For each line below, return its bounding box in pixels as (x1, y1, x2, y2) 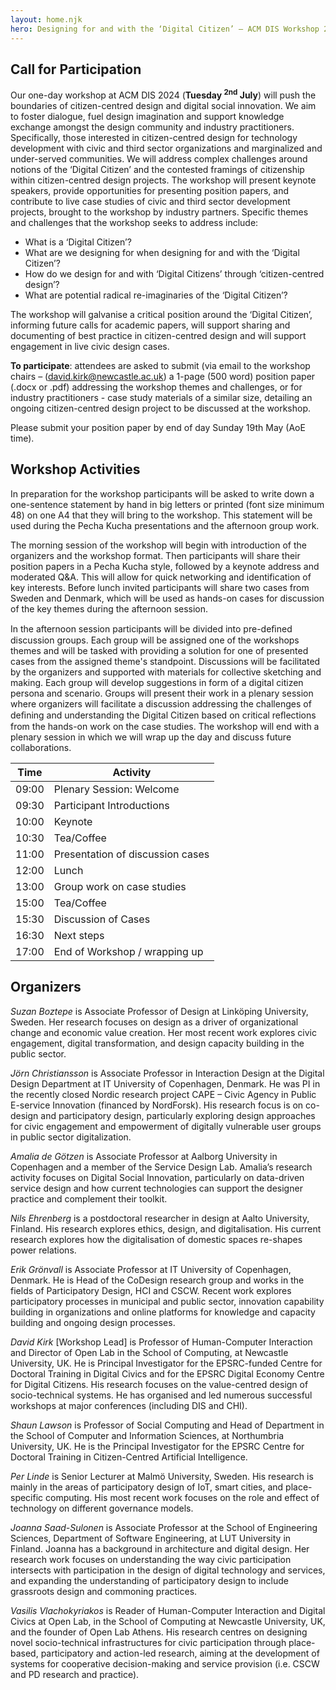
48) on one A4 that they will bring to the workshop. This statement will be (10, 509, 313, 521)
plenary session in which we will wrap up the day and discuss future (10, 731, 292, 743)
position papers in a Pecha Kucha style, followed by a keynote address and (10, 560, 320, 572)
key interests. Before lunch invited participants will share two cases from (10, 581, 310, 593)
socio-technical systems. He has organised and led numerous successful (10, 1389, 313, 1401)
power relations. (10, 1244, 77, 1256)
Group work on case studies (53, 879, 187, 893)
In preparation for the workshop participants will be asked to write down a (10, 487, 315, 500)
